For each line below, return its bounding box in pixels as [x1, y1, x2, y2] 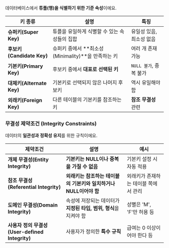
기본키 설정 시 [126, 156, 157, 163]
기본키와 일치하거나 [71, 180, 115, 187]
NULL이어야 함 [65, 188, 100, 195]
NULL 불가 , [131, 62, 153, 69]
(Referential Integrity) [8, 184, 61, 191]
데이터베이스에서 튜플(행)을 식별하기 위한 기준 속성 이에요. [5, 5, 117, 11]
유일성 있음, [131, 28, 157, 35]
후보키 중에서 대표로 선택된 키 [52, 66, 119, 73]
